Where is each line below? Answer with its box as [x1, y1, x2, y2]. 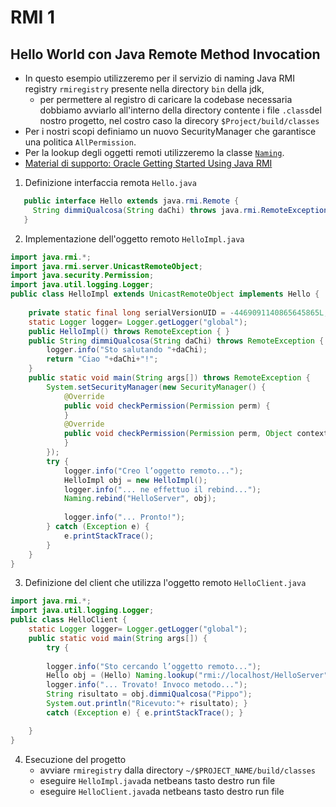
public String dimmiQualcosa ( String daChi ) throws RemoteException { [28, 336, 325, 346]
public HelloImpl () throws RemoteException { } [28, 326, 230, 336]
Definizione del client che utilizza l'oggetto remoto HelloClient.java [24, 577, 307, 589]
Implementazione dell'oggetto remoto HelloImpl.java [24, 232, 245, 245]
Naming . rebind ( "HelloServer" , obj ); [63, 494, 217, 504]
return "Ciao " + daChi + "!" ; [46, 354, 159, 365]
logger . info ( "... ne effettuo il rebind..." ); [63, 484, 262, 495]
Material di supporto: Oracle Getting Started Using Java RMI [24, 157, 273, 169]
